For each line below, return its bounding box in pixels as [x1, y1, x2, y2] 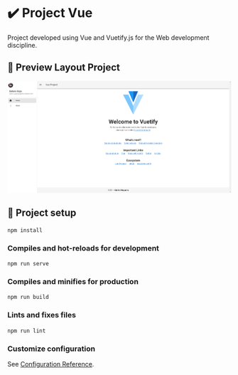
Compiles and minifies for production [7, 277, 139, 287]
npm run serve [7, 260, 50, 268]
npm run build [7, 294, 50, 301]
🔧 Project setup [7, 207, 77, 219]
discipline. [7, 41, 38, 49]
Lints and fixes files [7, 310, 77, 320]
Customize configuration [7, 344, 96, 354]
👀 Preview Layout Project [7, 61, 121, 74]
